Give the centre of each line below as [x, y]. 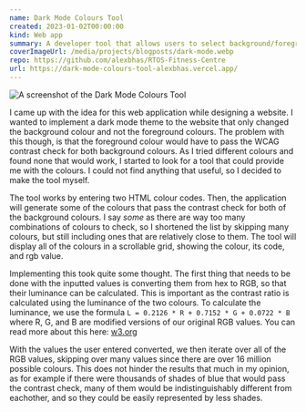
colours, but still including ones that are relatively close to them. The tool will [153, 236]
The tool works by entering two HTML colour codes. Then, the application [148, 198]
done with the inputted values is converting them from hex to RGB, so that [148, 283]
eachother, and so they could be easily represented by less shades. [136, 397]
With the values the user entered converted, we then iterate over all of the [148, 349]
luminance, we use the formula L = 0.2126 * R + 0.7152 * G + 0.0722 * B [150, 312]
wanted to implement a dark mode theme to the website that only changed [149, 122]
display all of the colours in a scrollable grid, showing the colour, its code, [147, 246]
